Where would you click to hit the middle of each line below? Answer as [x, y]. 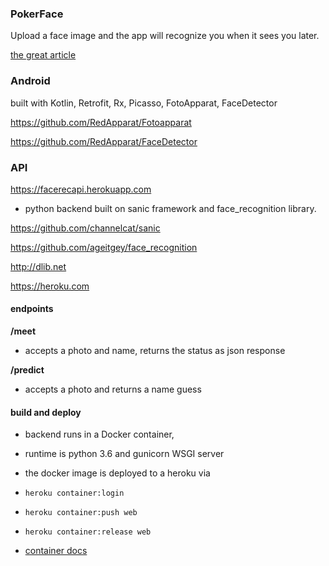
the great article [43, 55]
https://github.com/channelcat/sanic [85, 228]
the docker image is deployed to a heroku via [117, 473]
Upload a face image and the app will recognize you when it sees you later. [165, 36]
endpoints [32, 309]
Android [30, 81]
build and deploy [46, 412]
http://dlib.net [38, 266]
